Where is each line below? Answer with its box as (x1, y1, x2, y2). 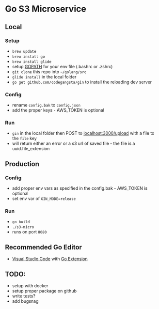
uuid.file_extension (12, 146, 50, 152)
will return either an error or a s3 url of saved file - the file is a (12, 140, 135, 146)
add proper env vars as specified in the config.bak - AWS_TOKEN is (12, 185, 148, 191)
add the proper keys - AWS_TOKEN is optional (12, 108, 104, 113)
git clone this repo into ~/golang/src (12, 69, 87, 75)
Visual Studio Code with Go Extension (12, 256, 88, 262)
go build (12, 219, 30, 225)
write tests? (12, 293, 35, 299)
